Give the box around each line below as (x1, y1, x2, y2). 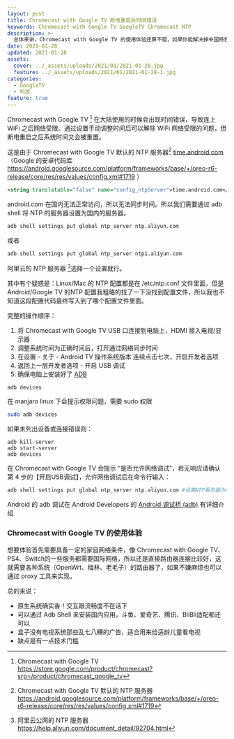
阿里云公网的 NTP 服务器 (17, 716, 89, 724)
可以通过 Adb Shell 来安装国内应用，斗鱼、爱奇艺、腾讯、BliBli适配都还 (17, 610, 221, 619)
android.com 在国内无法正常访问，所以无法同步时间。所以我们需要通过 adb (7, 200, 223, 208)
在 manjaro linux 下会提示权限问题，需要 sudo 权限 (7, 397, 153, 406)
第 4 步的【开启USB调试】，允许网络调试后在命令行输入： (7, 473, 171, 481)
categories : (7, 75, 42, 82)
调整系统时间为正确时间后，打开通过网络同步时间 (17, 343, 158, 352)
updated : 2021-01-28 (7, 50, 68, 57)
